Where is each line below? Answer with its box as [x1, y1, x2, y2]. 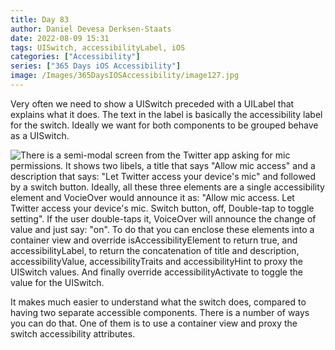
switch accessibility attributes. [10, 327, 136, 340]
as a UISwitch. [10, 129, 70, 141]
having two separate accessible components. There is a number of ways [10, 306, 310, 318]
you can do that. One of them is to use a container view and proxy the [10, 317, 298, 329]
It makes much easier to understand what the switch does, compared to [10, 296, 307, 308]
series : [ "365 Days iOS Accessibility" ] [10, 61, 182, 71]
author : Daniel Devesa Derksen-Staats [10, 24, 172, 34]
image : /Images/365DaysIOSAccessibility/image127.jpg [10, 71, 240, 81]
